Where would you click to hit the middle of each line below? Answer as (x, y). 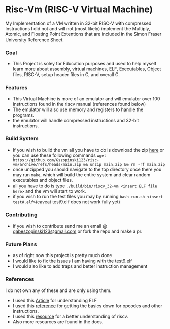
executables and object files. (43, 180)
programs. (23, 115)
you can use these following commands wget (59, 155)
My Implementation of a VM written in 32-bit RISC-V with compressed (78, 23)
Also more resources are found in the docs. (58, 322)
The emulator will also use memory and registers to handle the (78, 109)
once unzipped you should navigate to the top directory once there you (87, 169)
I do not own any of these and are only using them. (58, 290)
